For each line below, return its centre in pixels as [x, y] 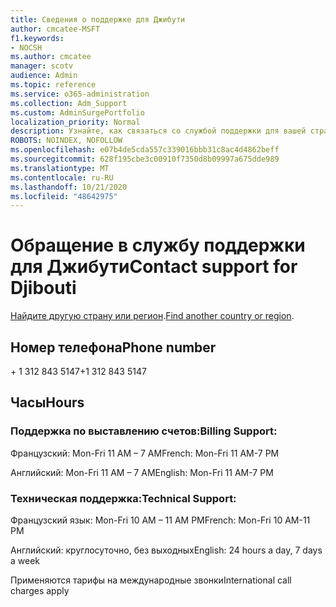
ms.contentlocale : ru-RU [62, 177]
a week [25, 560]
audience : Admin [44, 76]
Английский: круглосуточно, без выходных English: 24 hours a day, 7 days [166, 550]
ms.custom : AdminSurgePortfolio [77, 112]
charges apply [40, 590]
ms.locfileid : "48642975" [64, 196]
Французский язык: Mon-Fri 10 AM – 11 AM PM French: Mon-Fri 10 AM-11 [160, 520]
